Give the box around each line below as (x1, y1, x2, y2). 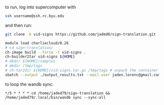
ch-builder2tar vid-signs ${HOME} (5, 54, 76, 59)
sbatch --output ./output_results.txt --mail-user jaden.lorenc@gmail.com (5, 72, 161, 77)
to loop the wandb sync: (5, 81, 54, 87)
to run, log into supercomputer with (5, 4, 76, 10)
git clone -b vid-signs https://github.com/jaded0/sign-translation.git (5, 32, 156, 37)
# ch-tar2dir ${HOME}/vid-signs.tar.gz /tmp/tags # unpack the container (5, 68, 159, 73)
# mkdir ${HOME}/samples (5, 59, 56, 64)
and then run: (5, 22, 32, 28)
